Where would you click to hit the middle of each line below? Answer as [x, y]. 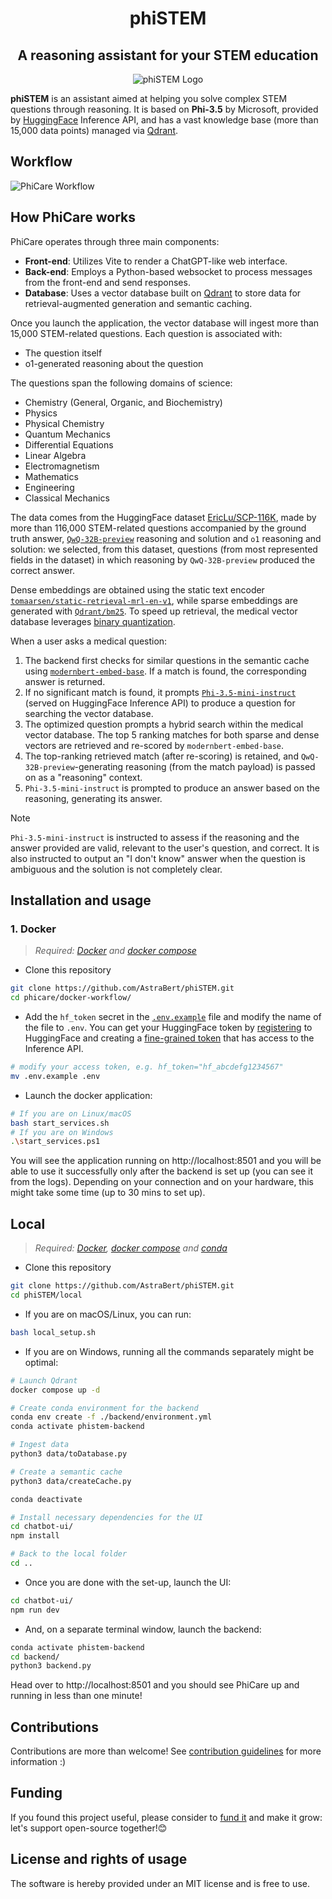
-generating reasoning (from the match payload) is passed [195, 766]
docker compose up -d [55, 1390]
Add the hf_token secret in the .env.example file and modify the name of [173, 1017]
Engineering [49, 487]
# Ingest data [40, 1445]
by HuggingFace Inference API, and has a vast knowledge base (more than [164, 120]
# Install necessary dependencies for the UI [106, 1517]
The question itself [63, 353]
